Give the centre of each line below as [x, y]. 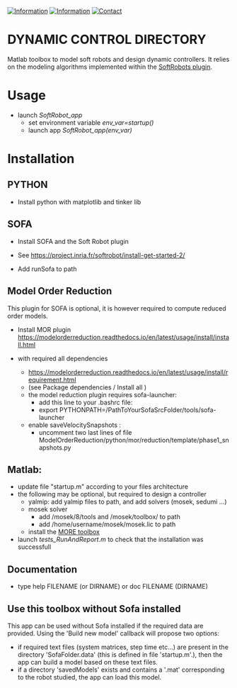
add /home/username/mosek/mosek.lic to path [107, 524]
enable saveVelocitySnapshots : [75, 425]
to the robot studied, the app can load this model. [89, 677]
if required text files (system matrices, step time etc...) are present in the [123, 647]
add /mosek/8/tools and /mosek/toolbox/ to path [109, 517]
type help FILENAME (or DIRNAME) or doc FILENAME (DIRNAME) [113, 587]
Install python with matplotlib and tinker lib [79, 201]
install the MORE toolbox [64, 532]
